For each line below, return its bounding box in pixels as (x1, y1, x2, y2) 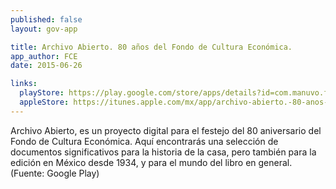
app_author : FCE (10, 51, 78, 61)
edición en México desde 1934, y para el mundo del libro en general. (10, 156, 293, 168)
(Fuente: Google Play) (10, 167, 100, 179)
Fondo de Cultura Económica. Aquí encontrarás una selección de (10, 135, 279, 147)
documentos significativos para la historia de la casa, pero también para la (10, 146, 317, 158)
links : (10, 79, 38, 89)
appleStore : (19, 97, 70, 107)
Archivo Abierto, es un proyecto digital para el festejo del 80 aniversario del (10, 124, 322, 136)
